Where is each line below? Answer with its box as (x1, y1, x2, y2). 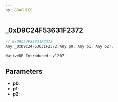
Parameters (5, 67, 43, 76)
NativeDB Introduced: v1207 (5, 54, 65, 59)
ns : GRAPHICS (5, 7, 33, 13)
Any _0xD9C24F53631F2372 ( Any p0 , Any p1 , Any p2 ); (5, 44, 114, 49)
